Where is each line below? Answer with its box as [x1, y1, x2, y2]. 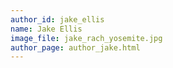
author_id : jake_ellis [10, 14, 105, 25]
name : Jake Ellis [10, 24, 83, 34]
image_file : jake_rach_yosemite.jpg [10, 33, 163, 43]
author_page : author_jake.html [10, 42, 141, 53]
